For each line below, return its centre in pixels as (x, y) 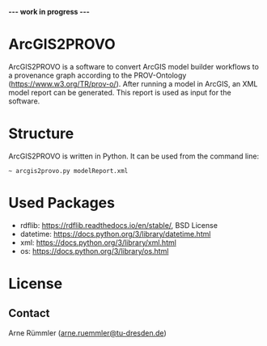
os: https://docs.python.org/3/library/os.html (94, 251)
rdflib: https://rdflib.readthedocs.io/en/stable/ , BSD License (119, 225)
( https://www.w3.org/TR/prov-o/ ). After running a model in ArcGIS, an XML (133, 83)
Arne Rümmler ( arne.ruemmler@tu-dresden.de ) (88, 333)
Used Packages (62, 203)
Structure (41, 134)
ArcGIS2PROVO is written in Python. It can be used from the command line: (134, 156)
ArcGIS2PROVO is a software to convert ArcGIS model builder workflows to (133, 66)
